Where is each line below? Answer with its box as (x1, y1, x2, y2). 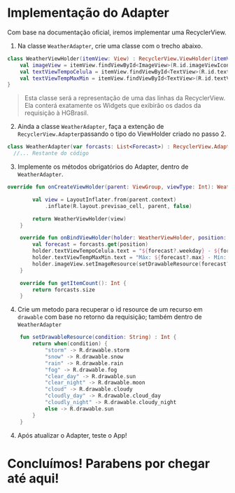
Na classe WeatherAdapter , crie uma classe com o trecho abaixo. (17, 41, 203, 50)
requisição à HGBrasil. (24, 109, 89, 117)
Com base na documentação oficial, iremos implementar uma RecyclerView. (7, 28, 227, 36)
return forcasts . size (32, 286, 96, 293)
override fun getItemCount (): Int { (20, 279, 127, 286)
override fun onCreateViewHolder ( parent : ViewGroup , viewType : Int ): (7, 183, 215, 190)
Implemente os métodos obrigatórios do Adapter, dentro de (17, 162, 189, 171)
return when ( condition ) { (32, 340, 108, 347)
